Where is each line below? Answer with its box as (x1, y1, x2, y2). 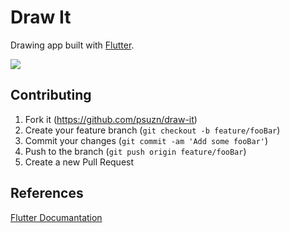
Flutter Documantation (10, 211, 103, 223)
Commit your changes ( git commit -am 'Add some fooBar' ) (24, 134, 269, 146)
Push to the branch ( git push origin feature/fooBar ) (24, 145, 247, 157)
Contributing (10, 87, 92, 104)
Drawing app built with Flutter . (10, 39, 135, 51)
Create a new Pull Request (24, 156, 135, 168)
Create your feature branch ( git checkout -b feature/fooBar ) (24, 124, 281, 136)
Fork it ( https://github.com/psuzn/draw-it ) (24, 113, 198, 125)
